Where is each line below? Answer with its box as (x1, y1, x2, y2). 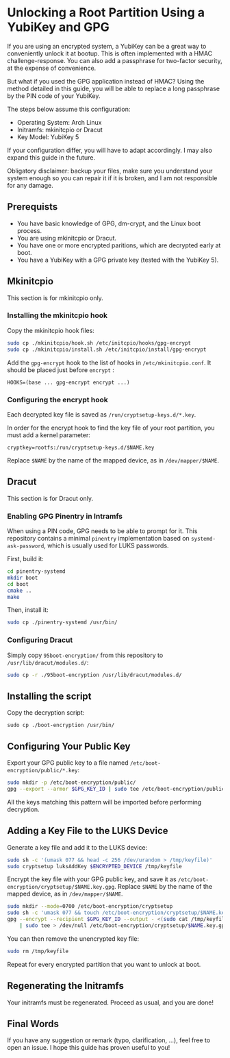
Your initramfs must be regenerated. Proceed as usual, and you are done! (7, 998, 214, 1007)
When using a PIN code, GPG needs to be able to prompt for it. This (7, 527, 198, 535)
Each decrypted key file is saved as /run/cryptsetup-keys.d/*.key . (7, 410, 196, 419)
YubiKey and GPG (7, 19, 110, 35)
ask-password (7, 543, 44, 550)
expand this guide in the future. (7, 153, 96, 162)
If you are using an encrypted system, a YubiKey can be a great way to (7, 42, 207, 50)
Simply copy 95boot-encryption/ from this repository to (7, 651, 164, 659)
